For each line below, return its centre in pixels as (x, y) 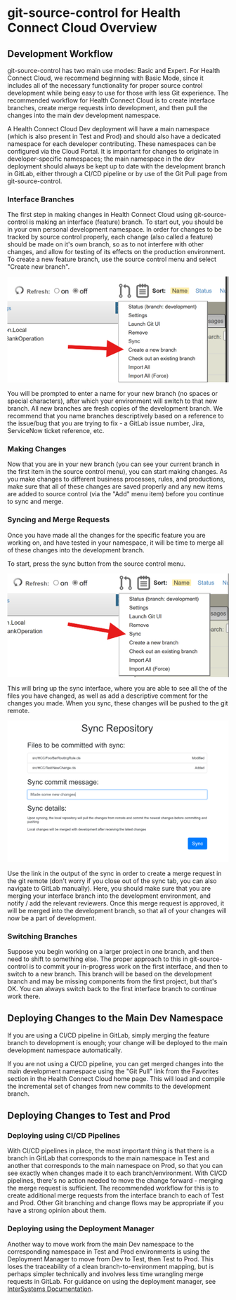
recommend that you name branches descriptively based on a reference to (116, 416)
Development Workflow (60, 54)
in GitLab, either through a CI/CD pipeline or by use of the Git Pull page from (117, 174)
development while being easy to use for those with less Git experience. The (118, 93)
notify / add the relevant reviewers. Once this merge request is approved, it (116, 903)
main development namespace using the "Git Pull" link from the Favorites (113, 1071)
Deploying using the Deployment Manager (81, 1228)
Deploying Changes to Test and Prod (89, 1116)
